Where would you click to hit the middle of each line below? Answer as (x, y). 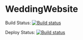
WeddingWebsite (42, 9)
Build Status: (18, 23)
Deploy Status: (20, 32)
